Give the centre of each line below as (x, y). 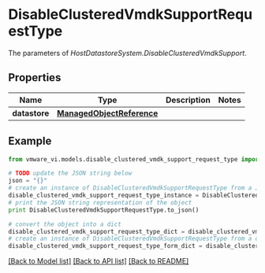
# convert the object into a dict (65, 224)
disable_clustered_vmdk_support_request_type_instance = (104, 196)
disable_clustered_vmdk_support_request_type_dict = (97, 231)
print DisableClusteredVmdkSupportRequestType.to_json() (104, 210)
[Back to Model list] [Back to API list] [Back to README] (99, 261)
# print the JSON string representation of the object (100, 202)
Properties (35, 77)
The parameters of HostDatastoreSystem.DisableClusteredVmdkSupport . (127, 53)
